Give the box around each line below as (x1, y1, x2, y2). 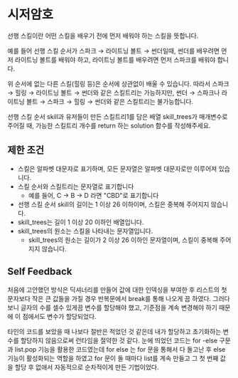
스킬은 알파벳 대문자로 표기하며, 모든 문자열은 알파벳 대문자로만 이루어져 (17, 164, 217, 173)
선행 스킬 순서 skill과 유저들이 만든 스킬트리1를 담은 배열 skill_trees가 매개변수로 (7, 112, 228, 121)
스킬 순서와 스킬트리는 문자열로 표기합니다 (17, 182, 134, 191)
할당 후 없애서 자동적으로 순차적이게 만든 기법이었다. (14, 362, 159, 371)
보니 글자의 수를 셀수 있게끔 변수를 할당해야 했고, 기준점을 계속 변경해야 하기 (7, 303, 218, 312)
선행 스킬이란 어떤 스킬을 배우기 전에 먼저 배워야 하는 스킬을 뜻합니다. (7, 31, 199, 40)
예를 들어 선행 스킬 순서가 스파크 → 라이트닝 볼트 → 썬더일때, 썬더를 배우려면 (7, 46, 220, 55)
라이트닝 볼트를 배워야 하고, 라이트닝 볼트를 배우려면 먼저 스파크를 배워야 (14, 55, 216, 64)
